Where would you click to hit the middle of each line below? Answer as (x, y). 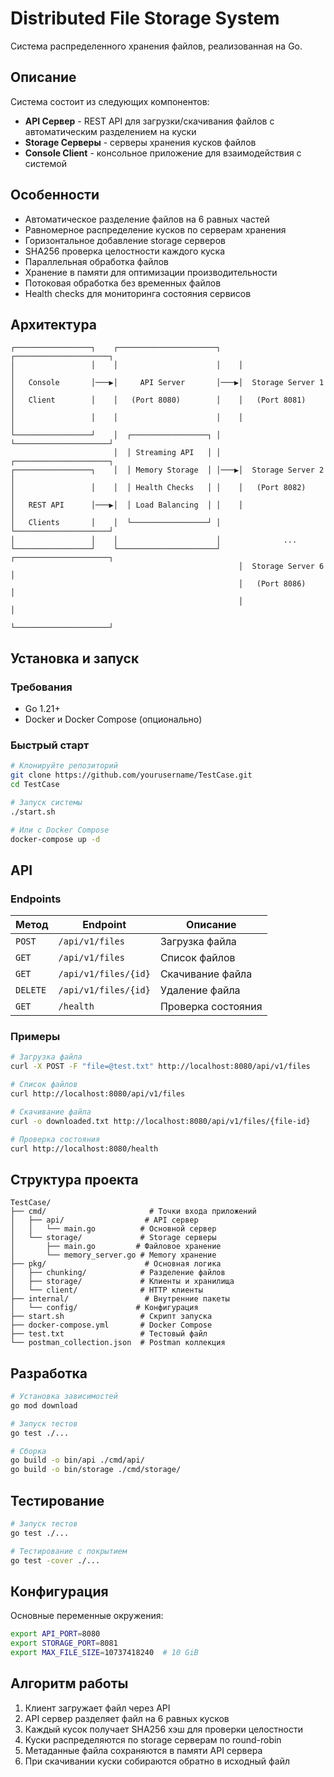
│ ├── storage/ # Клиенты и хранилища (122, 1282)
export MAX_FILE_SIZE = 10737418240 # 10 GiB (104, 1653)
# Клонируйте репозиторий (64, 766)
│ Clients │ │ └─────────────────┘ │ (116, 523)
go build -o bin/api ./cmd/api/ (77, 1460)
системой (45, 163)
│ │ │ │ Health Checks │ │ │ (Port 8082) (158, 488)
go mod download (44, 1405)
